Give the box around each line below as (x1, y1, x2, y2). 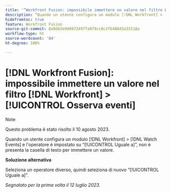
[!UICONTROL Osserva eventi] (5, 99, 136, 111)
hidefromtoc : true (5, 17, 44, 22)
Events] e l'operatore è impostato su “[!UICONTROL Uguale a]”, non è (5, 141, 151, 148)
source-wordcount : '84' (5, 36, 56, 41)
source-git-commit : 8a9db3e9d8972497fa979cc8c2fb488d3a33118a (5, 26, 140, 32)
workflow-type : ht (5, 31, 44, 36)
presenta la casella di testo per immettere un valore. (5, 147, 115, 153)
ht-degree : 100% (5, 41, 40, 46)
